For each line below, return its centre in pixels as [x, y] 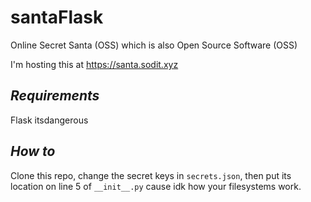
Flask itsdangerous [49, 120]
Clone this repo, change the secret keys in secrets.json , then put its [151, 175]
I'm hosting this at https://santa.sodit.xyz [94, 64]
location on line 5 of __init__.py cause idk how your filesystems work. [156, 186]
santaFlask [57, 17]
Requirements [55, 96]
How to [33, 151]
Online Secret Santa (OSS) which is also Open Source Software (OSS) [154, 45]
